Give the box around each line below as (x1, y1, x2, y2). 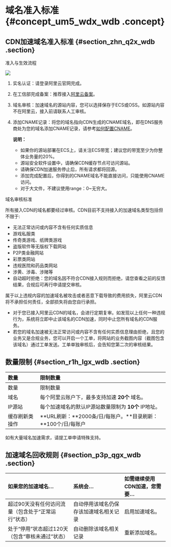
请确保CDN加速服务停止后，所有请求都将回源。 (20, 166, 120, 172)
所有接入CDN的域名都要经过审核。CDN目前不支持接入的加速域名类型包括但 (5, 207, 163, 213)
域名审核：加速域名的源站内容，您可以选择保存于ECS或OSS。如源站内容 (12, 102, 165, 108)
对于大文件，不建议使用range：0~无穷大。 (20, 186, 110, 191)
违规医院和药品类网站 (12, 263, 58, 268)
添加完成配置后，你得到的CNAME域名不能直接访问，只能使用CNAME (20, 173, 165, 178)
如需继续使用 (124, 475, 155, 482)
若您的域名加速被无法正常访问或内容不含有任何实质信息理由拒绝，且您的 (12, 329, 164, 334)
